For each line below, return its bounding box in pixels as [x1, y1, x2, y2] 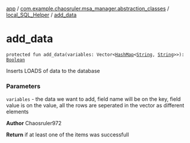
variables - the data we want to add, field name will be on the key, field [6, 96, 181, 103]
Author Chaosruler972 [6, 120, 62, 127]
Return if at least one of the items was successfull [6, 131, 129, 138]
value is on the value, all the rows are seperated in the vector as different [6, 102, 185, 109]
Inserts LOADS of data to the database [6, 67, 100, 74]
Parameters [6, 82, 40, 90]
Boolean [6, 56, 26, 63]
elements [6, 108, 29, 115]
